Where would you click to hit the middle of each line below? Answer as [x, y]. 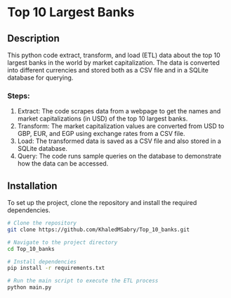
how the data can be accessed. [63, 163]
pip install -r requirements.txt [56, 268]
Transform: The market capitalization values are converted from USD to [121, 126]
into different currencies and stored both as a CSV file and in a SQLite [108, 70]
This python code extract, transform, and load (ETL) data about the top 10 [114, 55]
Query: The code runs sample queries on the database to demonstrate [119, 156]
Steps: [19, 96]
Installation [32, 186]
